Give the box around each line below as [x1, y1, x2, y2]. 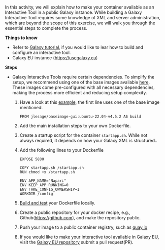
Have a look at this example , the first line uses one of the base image [19, 99, 160, 105]
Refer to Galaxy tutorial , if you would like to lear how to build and [12, 44, 144, 50]
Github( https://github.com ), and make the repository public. [19, 215, 141, 220]
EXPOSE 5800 [19, 157, 44, 162]
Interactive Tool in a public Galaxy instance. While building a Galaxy [5, 9, 142, 15]
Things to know [5, 35, 38, 41]
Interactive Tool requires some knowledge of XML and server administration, [5, 15, 161, 20]
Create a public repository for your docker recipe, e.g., [19, 209, 131, 215]
